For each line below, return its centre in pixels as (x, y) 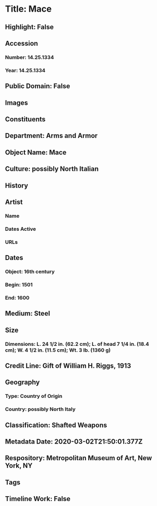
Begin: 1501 (19, 284)
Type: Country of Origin (34, 396)
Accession (21, 43)
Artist (14, 202)
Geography (22, 383)
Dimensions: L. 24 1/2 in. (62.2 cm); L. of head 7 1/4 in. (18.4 (77, 344)
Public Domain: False (38, 86)
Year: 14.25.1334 (25, 70)
